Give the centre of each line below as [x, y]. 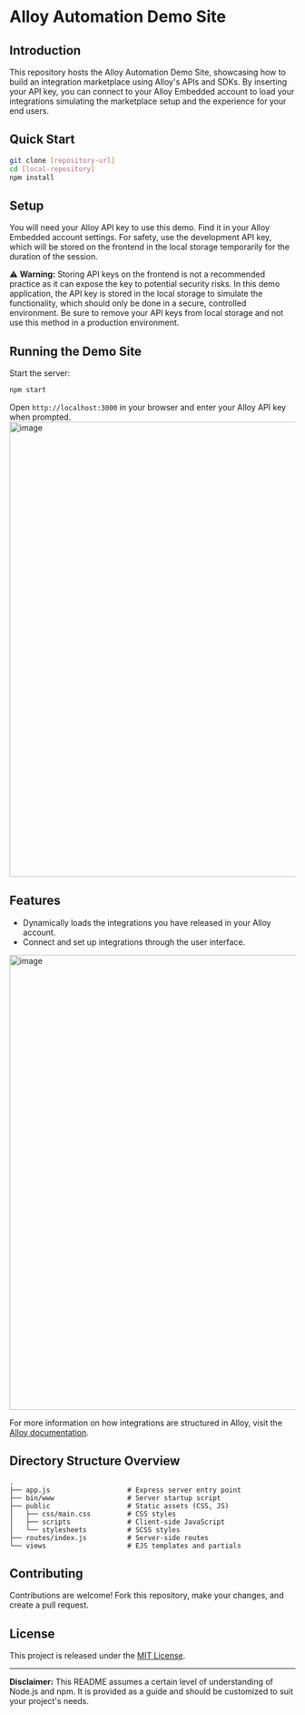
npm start [28, 390]
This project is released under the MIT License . [98, 1656]
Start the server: [40, 373]
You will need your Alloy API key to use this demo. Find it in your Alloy [140, 228]
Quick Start [42, 140]
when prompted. [40, 417]
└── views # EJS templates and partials [126, 1546]
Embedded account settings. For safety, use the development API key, [141, 238]
